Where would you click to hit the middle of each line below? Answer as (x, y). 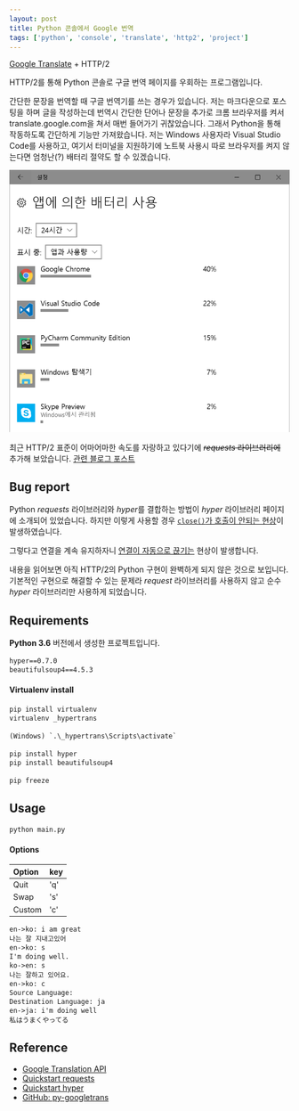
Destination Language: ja (57, 1002)
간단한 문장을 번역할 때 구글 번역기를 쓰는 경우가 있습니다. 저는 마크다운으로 (140, 102)
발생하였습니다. (36, 532)
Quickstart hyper (53, 1088)
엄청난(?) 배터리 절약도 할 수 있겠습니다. (101, 157)
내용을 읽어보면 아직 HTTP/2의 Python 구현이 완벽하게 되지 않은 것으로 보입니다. (149, 569)
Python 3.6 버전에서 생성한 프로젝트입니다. (85, 643)
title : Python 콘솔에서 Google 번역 (72, 28)
